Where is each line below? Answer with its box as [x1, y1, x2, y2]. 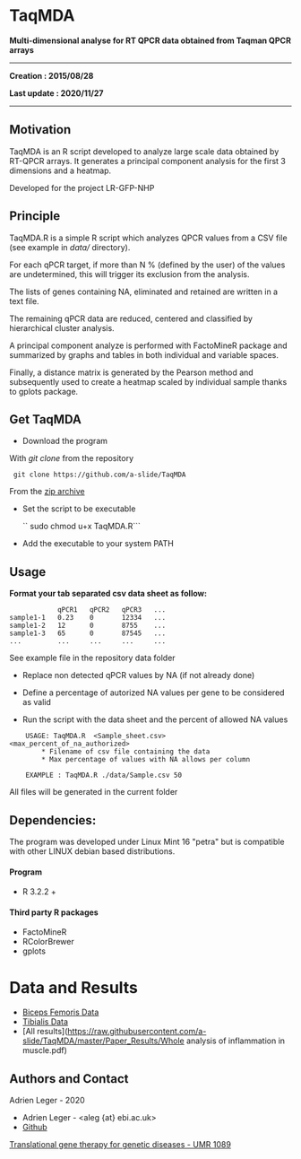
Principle [9, 208, 61, 224]
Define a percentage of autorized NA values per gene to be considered [21, 687, 285, 698]
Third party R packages [9, 907, 99, 918]
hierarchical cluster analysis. [9, 322, 115, 333]
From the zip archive [9, 486, 85, 497]
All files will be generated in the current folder [9, 787, 178, 797]
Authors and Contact [9, 1071, 129, 1086]
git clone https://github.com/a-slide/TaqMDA [13, 470, 186, 480]
